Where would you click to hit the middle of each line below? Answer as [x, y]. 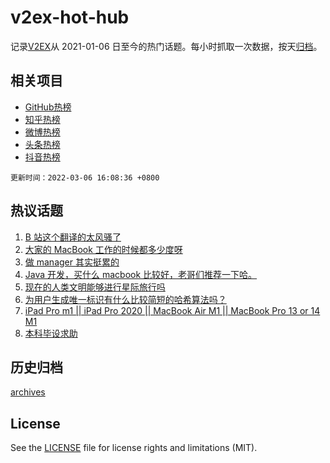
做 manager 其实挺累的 [72, 262]
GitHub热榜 [48, 107]
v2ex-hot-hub [70, 17]
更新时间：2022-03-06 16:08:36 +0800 [85, 177]
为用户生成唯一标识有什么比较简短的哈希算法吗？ [125, 299]
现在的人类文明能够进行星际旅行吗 [95, 287]
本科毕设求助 [51, 333]
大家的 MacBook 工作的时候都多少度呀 [103, 249]
